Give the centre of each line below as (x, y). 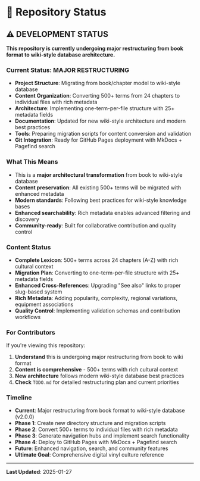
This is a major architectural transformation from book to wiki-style (99, 174)
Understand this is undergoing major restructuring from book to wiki (99, 357)
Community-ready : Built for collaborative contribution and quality (96, 225)
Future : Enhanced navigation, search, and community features (91, 448)
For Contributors (31, 332)
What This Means (32, 162)
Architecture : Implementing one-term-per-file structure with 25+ (95, 108)
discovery (27, 219)
